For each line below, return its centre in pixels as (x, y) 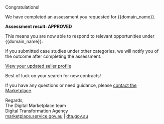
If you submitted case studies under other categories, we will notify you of (82, 51)
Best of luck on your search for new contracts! (53, 76)
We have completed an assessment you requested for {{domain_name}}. (80, 17)
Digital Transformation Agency (37, 111)
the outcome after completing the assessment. (53, 56)
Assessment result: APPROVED (39, 26)
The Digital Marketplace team (36, 106)
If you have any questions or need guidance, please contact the (71, 85)
